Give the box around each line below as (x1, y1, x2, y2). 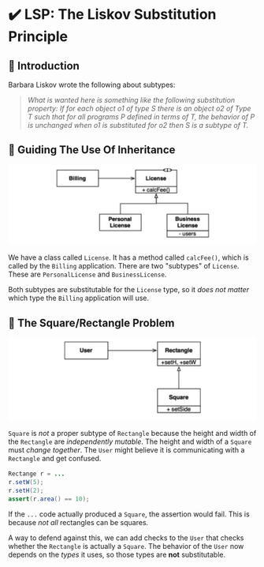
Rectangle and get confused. (8, 454, 102, 464)
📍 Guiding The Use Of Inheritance (8, 143, 176, 157)
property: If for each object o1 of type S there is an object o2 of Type (27, 103, 251, 113)
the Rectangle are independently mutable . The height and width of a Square (8, 437, 252, 446)
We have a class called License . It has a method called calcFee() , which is (8, 253, 250, 262)
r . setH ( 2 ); (8, 486, 44, 495)
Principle (8, 28, 69, 46)
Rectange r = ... (8, 470, 65, 478)
